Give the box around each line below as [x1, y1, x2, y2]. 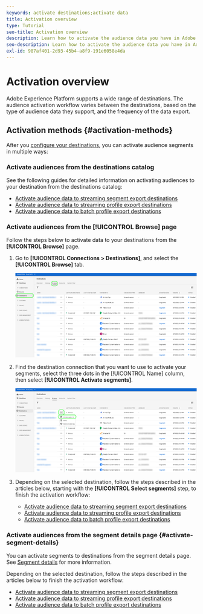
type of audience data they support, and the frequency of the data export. [6, 108, 190, 115]
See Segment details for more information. [6, 558, 112, 566]
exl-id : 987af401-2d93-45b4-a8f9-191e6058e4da [6, 48, 126, 54]
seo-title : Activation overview [6, 29, 88, 35]
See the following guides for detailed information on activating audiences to [6, 176, 195, 184]
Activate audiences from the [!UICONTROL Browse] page [6, 223, 177, 231]
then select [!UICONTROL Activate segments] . [14, 376, 133, 384]
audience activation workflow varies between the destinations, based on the [6, 101, 196, 108]
